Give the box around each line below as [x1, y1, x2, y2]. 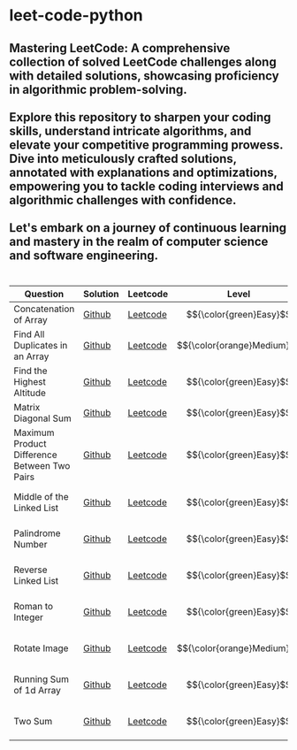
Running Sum [13, 673, 69, 685]
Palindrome [13, 527, 61, 540]
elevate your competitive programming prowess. [9, 137, 284, 152]
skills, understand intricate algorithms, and [9, 123, 252, 138]
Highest [13, 376, 47, 387]
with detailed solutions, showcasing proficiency [9, 68, 280, 83]
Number [13, 539, 48, 550]
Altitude [13, 386, 47, 399]
